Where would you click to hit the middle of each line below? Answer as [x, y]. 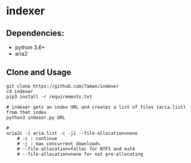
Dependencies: [35, 33]
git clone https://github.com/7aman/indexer [63, 86]
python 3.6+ [30, 47]
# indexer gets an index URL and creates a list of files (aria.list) [96, 107]
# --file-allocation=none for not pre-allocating [80, 154]
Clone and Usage [39, 73]
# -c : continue [37, 139]
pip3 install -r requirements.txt [49, 97]
